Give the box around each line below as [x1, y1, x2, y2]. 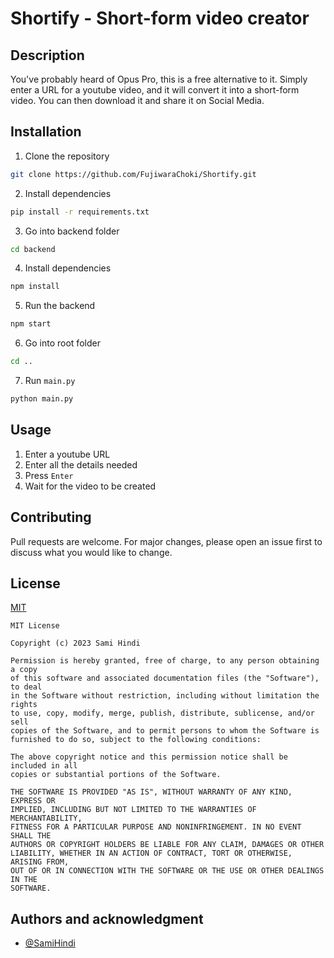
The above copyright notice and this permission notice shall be [10, 752, 288, 762]
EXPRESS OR [10, 796, 56, 806]
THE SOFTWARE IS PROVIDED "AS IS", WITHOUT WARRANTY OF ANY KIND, [10, 787, 293, 797]
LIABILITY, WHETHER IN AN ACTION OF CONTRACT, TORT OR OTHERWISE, [10, 848, 293, 859]
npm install [10, 282, 60, 292]
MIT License [10, 621, 60, 631]
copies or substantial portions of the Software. [10, 770, 222, 780]
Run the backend [24, 300, 96, 312]
